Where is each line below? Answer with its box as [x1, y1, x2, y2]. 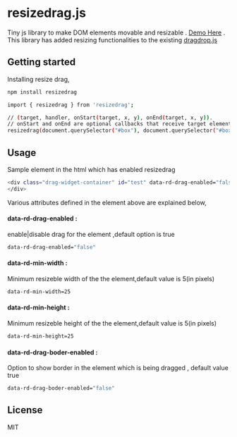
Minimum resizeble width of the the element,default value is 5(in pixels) [7, 274, 215, 283]
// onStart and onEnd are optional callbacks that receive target [7, 121, 207, 128]
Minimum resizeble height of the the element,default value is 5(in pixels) [7, 319, 217, 328]
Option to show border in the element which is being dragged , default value [7, 364, 229, 372]
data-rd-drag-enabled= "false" [7, 243, 97, 251]
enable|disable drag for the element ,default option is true [7, 230, 175, 238]
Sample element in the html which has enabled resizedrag [7, 165, 176, 173]
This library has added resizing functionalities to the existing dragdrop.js [7, 35, 217, 44]
